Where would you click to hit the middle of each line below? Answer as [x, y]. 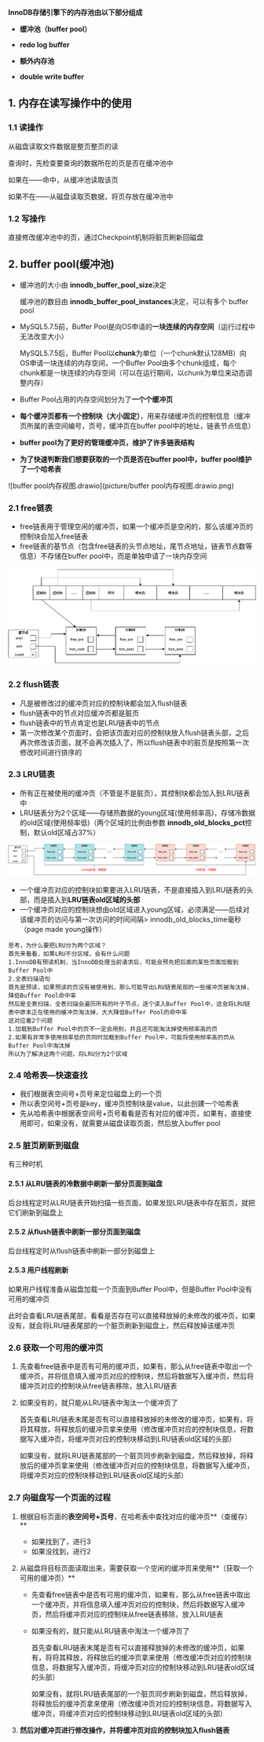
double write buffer [52, 77]
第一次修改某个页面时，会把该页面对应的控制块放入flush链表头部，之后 [134, 732]
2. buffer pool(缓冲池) [61, 264]
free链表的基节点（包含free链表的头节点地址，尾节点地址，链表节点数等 [136, 546]
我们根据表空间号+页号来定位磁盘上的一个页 [91, 1094]
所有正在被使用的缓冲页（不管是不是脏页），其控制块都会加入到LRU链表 [135, 793]
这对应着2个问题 [31, 1021]
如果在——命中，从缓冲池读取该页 [63, 179]
